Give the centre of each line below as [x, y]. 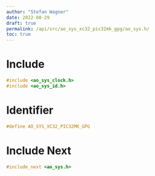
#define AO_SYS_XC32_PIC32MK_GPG [48, 126]
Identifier [30, 110]
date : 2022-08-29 [28, 18]
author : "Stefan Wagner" [37, 12]
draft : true [21, 23]
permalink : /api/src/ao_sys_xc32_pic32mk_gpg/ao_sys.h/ [78, 29]
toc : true [19, 34]
